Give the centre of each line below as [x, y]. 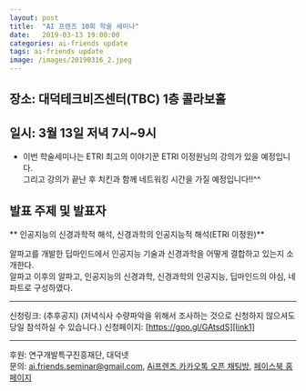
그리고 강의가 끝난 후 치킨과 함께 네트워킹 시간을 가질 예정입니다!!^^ [142, 179]
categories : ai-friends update [69, 43]
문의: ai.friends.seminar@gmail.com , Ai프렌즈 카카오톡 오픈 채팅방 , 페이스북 [147, 366]
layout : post [34, 18]
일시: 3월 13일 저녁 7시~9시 [83, 133]
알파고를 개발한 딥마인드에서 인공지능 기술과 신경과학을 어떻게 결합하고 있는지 [147, 254]
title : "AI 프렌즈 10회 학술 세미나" [74, 26]
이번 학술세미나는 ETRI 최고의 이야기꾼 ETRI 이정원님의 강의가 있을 [141, 156]
